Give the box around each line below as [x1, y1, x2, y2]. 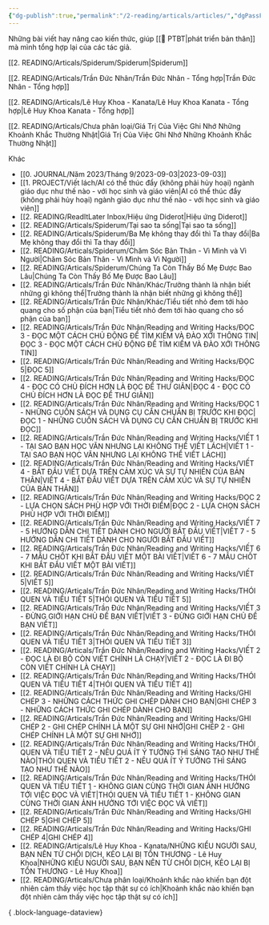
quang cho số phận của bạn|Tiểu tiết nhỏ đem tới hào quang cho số [19, 305, 244, 314]
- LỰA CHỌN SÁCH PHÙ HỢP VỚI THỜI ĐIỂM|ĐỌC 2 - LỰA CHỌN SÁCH [19, 501, 260, 511]
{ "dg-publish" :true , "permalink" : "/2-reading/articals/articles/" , [8, 11, 235, 20]
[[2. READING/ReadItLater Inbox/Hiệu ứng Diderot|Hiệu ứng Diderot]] [19, 211, 248, 221]
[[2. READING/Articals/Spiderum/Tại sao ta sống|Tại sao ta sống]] [19, 220, 237, 230]
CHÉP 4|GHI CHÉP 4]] [19, 832, 94, 842]
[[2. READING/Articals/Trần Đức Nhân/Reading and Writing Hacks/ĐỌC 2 [19, 492, 261, 502]
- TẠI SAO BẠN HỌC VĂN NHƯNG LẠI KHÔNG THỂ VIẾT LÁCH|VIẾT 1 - [19, 441, 255, 450]
